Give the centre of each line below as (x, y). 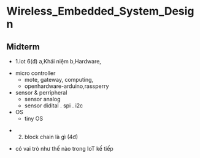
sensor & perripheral (41, 92)
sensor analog (42, 99)
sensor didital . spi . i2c (54, 106)
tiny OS (34, 118)
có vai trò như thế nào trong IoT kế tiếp (64, 149)
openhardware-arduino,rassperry (67, 86)
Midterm (23, 47)
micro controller (35, 73)
